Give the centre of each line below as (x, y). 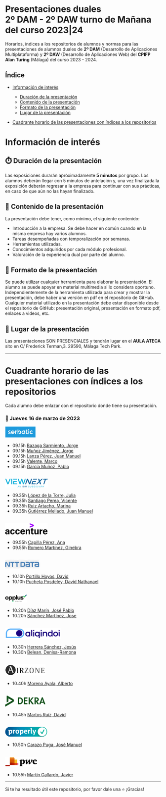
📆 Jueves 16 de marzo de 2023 (42, 418)
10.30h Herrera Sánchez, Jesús (44, 647)
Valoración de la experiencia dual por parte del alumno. (68, 254)
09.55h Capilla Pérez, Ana (39, 543)
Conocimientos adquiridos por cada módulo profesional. (69, 249)
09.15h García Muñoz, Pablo (41, 467)
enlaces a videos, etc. (27, 313)
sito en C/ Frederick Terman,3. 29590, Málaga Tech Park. (63, 346)
